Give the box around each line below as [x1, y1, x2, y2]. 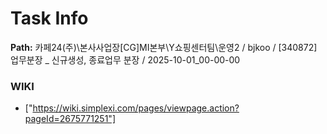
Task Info [10, 7, 89, 30]
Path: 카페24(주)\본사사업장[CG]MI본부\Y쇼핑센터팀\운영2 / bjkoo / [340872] [10, 41, 318, 53]
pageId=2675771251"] [24, 113, 117, 125]
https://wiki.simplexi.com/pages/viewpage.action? [32, 102, 240, 114]
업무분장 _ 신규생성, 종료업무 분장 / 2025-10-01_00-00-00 [10, 53, 241, 66]
